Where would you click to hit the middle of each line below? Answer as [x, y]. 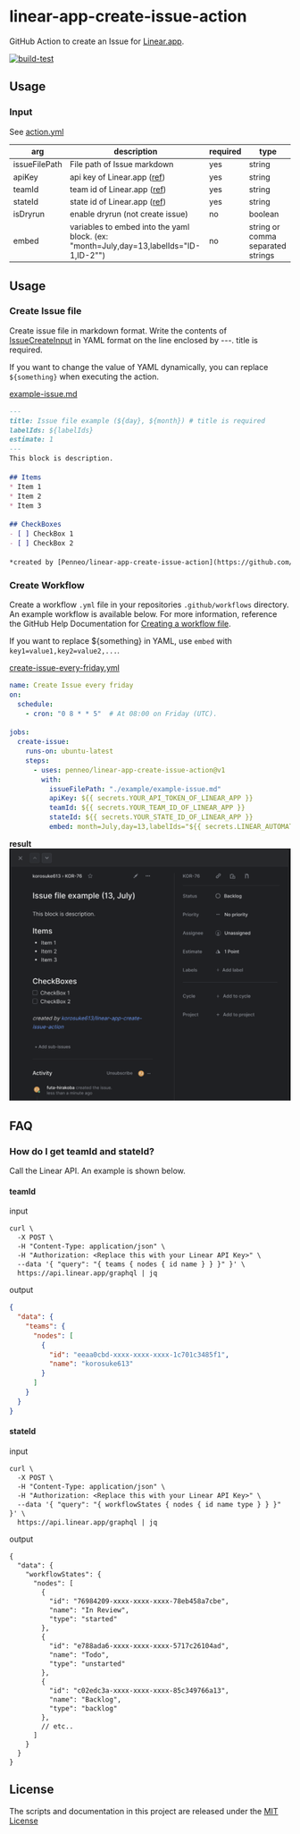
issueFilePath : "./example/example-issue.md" [135, 789]
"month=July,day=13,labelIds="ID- [135, 245]
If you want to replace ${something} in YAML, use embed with [121, 640]
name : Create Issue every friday [71, 685]
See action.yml [37, 131]
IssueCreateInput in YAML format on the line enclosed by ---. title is [134, 340]
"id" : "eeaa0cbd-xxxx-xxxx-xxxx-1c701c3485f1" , [139, 1355]
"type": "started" [83, 1619]
